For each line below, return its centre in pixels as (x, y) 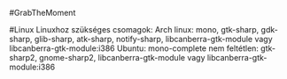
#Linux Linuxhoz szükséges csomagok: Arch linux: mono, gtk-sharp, (134, 29)
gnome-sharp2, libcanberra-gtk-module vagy (122, 57)
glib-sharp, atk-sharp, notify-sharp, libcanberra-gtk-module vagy (153, 39)
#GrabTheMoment (43, 13)
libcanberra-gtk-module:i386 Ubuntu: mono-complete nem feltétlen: (134, 48)
